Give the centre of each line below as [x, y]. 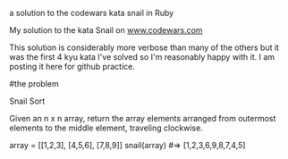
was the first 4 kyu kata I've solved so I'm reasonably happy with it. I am [142, 57]
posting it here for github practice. [72, 67]
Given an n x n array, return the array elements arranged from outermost [143, 118]
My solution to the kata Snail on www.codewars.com [106, 30]
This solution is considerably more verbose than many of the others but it [144, 47]
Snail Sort [27, 101]
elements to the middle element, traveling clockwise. [106, 128]
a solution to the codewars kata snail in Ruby [92, 13]
